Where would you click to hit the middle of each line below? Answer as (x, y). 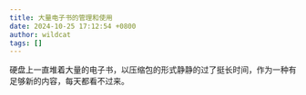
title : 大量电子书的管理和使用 (61, 18)
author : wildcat (40, 34)
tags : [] (26, 43)
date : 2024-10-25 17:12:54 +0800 (73, 26)
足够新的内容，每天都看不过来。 (69, 81)
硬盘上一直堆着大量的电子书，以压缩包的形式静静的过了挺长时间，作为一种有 (153, 70)
